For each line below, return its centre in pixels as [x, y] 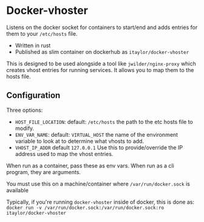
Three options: [25, 110]
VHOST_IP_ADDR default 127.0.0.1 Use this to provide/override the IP [99, 147]
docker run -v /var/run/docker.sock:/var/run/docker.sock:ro [85, 207]
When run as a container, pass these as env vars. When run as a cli [90, 165]
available [18, 190]
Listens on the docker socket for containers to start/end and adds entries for [102, 27]
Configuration [33, 95]
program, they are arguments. [43, 172]
